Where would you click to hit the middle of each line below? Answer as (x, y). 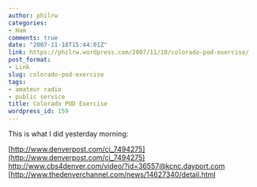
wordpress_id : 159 (38, 112)
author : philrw (33, 15)
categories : (28, 23)
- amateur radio (35, 89)
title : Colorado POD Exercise (58, 104)
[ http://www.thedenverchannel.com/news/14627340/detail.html (112, 174)
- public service (37, 97)
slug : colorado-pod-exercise (56, 74)
